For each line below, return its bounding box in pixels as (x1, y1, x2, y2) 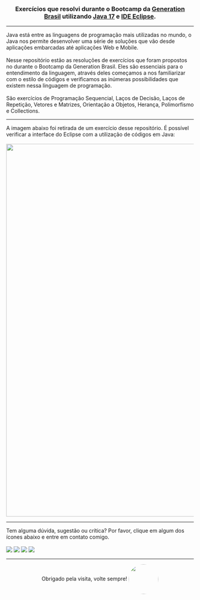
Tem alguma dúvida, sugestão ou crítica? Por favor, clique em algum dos (6, 527, 185, 534)
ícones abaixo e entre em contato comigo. (6, 533, 110, 541)
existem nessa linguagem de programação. (6, 82, 112, 89)
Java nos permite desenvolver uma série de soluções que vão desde (6, 38, 176, 45)
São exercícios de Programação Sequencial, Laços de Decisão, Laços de (6, 95, 185, 102)
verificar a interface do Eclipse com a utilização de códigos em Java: (6, 131, 176, 138)
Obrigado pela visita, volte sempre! (41, 575, 127, 583)
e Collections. (6, 107, 40, 115)
